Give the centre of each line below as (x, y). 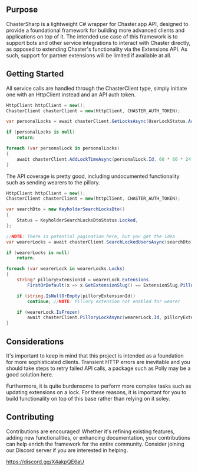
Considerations (35, 341)
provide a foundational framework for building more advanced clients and (95, 30)
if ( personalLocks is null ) (41, 132)
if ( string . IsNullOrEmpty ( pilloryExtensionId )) (76, 296)
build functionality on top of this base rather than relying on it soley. (88, 398)
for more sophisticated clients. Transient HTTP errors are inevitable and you (98, 362)
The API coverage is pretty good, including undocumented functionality (93, 176)
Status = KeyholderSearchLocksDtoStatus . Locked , (77, 220)
